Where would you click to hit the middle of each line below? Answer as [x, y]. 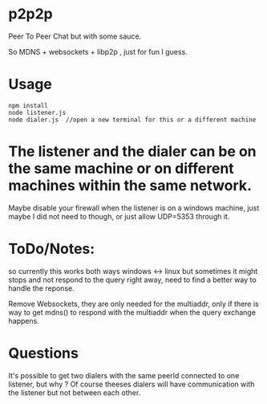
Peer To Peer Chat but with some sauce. [75, 36]
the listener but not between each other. [75, 392]
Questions [43, 353]
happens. [24, 320]
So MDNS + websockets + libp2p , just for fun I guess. [98, 51]
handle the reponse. [41, 288]
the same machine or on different [121, 169]
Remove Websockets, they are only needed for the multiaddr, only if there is [133, 304]
